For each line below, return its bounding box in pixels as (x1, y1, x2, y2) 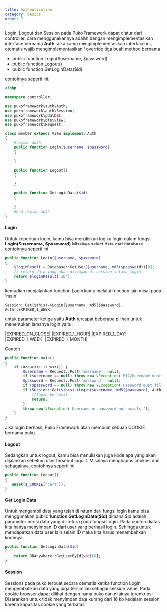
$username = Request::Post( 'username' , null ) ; (23, 369, 121, 374)
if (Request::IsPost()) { (14, 365, 68, 369)
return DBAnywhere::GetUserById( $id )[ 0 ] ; (14, 553, 101, 558)
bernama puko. (5, 430, 36, 436)
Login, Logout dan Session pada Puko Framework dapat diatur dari (5, 30, 142, 36)
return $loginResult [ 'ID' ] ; (14, 274, 72, 279)
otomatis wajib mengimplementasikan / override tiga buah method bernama (5, 46, 160, 52)
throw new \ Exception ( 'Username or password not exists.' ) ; (23, 406, 150, 411)
